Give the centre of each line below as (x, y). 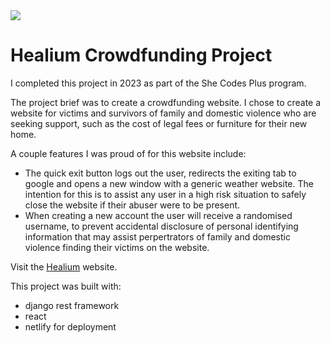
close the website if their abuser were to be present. (132, 205)
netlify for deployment (70, 326)
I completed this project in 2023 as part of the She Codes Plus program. (158, 83)
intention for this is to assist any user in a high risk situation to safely (165, 194)
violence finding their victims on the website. (117, 247)
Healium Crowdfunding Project (141, 55)
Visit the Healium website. (64, 266)
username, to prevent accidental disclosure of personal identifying (161, 226)
